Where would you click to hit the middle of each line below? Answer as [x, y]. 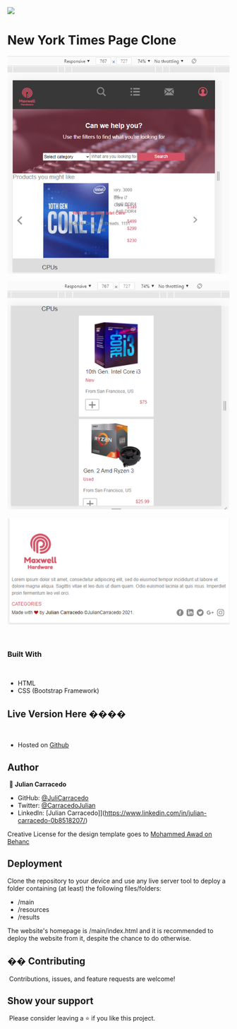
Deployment [35, 864]
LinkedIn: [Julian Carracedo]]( [61, 813]
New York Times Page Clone [92, 41]
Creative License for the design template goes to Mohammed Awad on [110, 834]
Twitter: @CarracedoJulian [56, 805]
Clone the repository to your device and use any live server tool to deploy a [116, 881]
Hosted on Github [43, 745]
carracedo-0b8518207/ [51, 820]
